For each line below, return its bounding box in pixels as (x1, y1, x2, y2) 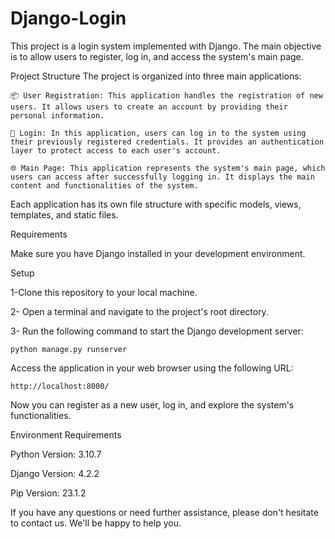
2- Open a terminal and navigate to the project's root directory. (10, 305, 269, 317)
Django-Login (10, 7, 127, 30)
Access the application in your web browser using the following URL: (10, 362, 294, 374)
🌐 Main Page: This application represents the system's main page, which (10, 163, 326, 173)
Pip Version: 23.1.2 (10, 487, 87, 499)
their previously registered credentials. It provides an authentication (10, 137, 325, 147)
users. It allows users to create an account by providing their (10, 102, 288, 112)
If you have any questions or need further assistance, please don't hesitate (10, 506, 319, 518)
